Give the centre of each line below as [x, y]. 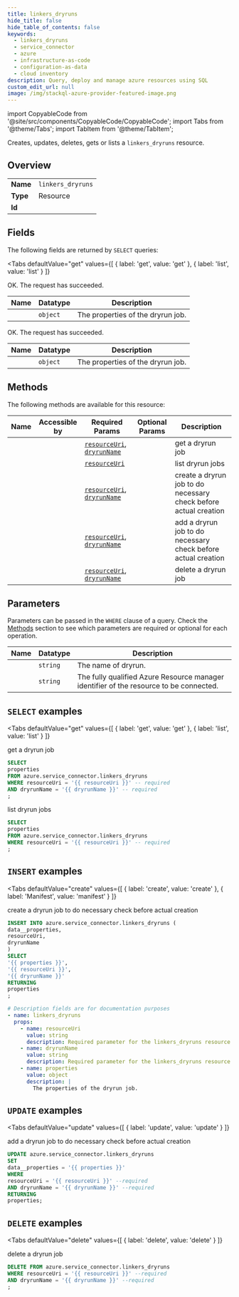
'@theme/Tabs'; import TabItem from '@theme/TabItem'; [90, 129]
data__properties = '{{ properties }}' [67, 1168]
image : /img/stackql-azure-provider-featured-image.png [92, 93]
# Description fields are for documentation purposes [89, 1009]
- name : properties [49, 1068]
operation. [22, 636]
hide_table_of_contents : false [54, 27]
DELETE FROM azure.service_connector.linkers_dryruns [89, 1267]
